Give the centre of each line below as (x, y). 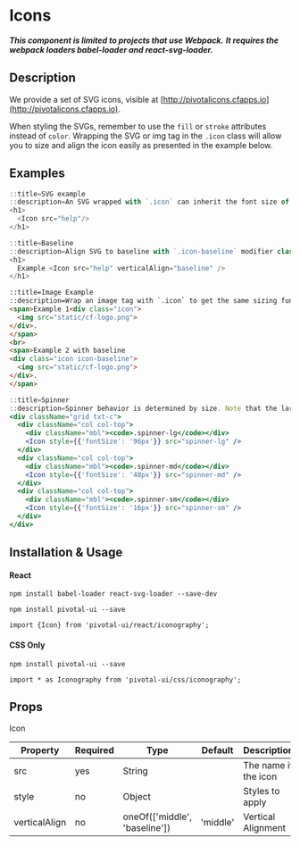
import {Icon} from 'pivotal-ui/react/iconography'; (109, 625)
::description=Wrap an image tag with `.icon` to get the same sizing (143, 301)
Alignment (265, 828)
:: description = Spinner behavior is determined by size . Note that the (143, 408)
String (136, 771)
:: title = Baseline (42, 243)
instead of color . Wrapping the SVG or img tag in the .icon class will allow (146, 136)
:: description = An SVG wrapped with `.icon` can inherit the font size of (150, 202)
